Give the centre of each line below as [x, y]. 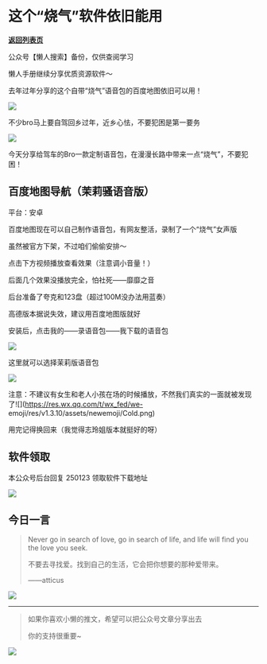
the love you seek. [58, 548]
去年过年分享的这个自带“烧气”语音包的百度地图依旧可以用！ [105, 90]
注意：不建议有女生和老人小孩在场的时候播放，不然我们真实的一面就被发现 [130, 394]
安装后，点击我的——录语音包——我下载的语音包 [88, 330]
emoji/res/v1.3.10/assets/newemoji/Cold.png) [82, 413]
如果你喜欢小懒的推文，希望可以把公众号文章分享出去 [115, 619]
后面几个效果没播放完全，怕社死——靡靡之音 [81, 280]
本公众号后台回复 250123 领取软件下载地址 [78, 477]
